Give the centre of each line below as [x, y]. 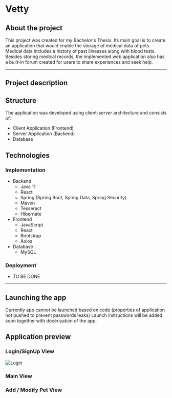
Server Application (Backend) [44, 134]
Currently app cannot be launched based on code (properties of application [85, 310]
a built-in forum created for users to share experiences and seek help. [79, 62]
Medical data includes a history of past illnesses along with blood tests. [81, 51]
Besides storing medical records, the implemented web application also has [85, 56]
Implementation [26, 170]
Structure [21, 100]
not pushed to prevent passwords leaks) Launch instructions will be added [84, 315]
